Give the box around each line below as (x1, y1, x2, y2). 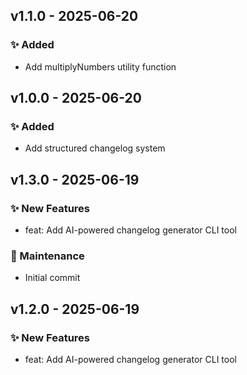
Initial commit (24, 272, 81, 284)
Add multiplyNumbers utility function (24, 60, 177, 73)
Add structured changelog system (24, 142, 166, 154)
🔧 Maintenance (10, 249, 85, 263)
